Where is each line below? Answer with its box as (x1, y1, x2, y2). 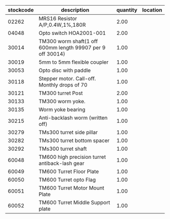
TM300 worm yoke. (38, 98, 86, 105)
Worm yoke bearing (38, 106, 86, 113)
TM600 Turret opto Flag (38, 177, 96, 183)
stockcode (8, 7, 34, 13)
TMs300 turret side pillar (38, 129, 98, 136)
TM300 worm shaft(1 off (38, 38, 98, 45)
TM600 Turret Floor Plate (38, 168, 99, 175)
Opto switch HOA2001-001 (38, 30, 106, 36)
